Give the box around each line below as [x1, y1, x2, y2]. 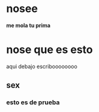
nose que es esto [6, 43, 93, 57]
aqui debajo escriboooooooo [6, 63, 78, 70]
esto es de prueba [6, 98, 60, 107]
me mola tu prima [6, 22, 51, 29]
